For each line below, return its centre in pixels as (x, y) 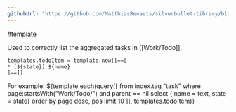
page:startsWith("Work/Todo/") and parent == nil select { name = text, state (117, 93)
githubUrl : (23, 14)
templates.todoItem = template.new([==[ (67, 61)
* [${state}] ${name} (39, 67)
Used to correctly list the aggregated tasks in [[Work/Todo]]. (95, 47)
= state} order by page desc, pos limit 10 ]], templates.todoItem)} (101, 101)
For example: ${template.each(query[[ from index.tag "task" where (104, 86)
